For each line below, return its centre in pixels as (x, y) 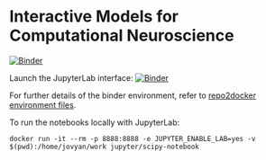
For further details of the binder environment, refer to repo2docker (133, 95)
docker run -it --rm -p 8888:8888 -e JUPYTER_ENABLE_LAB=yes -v (133, 138)
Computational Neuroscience (122, 36)
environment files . (43, 104)
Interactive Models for (94, 17)
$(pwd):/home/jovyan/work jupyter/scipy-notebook (105, 147)
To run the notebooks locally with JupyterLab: (95, 122)
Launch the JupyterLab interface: (71, 77)
